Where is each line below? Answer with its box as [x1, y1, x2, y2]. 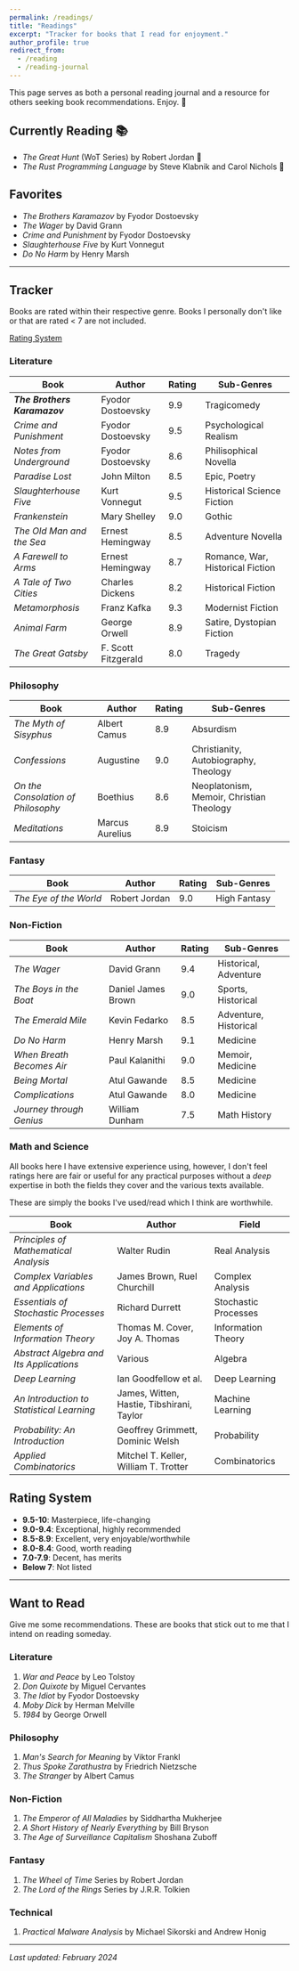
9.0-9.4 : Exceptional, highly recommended [21, 1524, 181, 1535]
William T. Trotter [117, 1460, 189, 1472]
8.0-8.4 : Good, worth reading [21, 1543, 132, 1553]
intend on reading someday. [9, 1629, 112, 1640]
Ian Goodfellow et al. [117, 1372, 203, 1385]
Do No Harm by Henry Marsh [21, 248, 130, 259]
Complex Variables [13, 1270, 93, 1283]
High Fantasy [215, 892, 271, 905]
